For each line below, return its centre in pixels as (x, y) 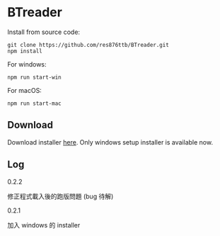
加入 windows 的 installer (44, 225)
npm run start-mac (34, 103)
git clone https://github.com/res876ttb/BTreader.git (88, 45)
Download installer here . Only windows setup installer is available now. (110, 142)
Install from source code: (44, 32)
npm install (25, 51)
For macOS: (25, 90)
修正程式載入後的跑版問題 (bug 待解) (60, 196)
